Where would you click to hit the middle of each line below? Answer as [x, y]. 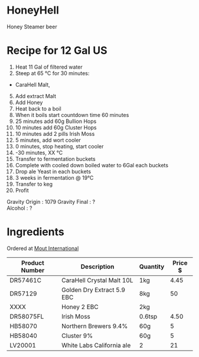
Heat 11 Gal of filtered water [49, 67]
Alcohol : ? [19, 208]
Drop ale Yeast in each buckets [53, 171]
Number [33, 270]
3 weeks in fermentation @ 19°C [54, 177]
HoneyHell [33, 10]
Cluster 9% [77, 336]
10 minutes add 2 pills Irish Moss [55, 134]
